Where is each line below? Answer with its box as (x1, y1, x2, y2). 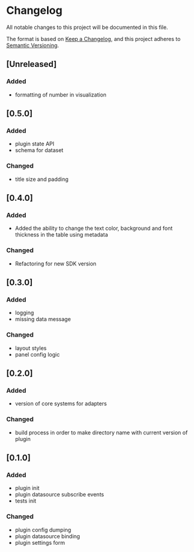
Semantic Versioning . (6, 42, 59, 49)
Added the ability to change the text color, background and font (14, 224, 173, 232)
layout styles (14, 344, 47, 352)
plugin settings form (14, 539, 65, 546)
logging (14, 309, 34, 317)
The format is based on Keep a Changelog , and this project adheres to (6, 35, 181, 42)
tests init (14, 497, 37, 504)
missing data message (14, 316, 71, 323)
